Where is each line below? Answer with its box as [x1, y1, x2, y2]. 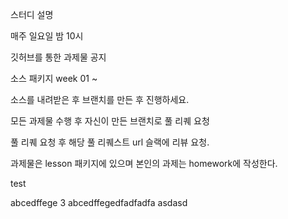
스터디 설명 [10, 9, 54, 20]
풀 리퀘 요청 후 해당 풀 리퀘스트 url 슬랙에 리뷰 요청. [10, 136, 210, 148]
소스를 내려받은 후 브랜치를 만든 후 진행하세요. [10, 94, 190, 105]
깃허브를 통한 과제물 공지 [10, 51, 107, 63]
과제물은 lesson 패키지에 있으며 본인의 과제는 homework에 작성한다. [10, 158, 278, 169]
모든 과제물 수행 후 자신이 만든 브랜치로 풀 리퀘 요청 [10, 115, 210, 127]
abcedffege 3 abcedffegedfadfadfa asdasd [10, 197, 188, 208]
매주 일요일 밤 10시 [10, 30, 84, 42]
